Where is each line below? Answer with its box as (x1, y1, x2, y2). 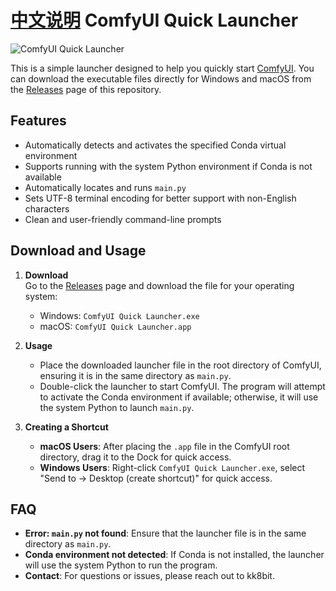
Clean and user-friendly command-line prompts (24, 213, 222, 225)
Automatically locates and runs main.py (24, 181, 187, 193)
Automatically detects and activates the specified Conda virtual (24, 139, 287, 151)
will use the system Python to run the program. (24, 559, 218, 571)
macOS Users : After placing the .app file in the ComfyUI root (39, 440, 290, 452)
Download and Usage (10, 242, 147, 260)
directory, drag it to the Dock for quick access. (39, 451, 232, 463)
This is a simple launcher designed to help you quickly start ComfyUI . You (10, 62, 315, 74)
